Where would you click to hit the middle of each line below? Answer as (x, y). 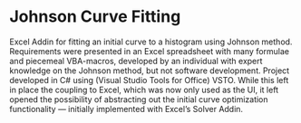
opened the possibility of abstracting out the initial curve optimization (139, 99)
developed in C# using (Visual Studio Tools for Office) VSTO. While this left (149, 80)
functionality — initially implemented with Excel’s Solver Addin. (126, 109)
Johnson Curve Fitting (95, 17)
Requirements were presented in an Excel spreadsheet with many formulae (150, 51)
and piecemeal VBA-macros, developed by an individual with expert (136, 61)
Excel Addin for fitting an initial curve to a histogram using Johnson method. (151, 42)
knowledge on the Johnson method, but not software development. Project (150, 71)
